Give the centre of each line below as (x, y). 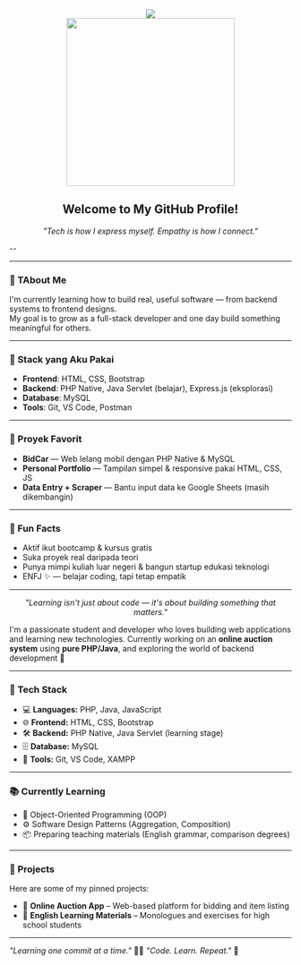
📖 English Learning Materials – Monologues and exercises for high (146, 915)
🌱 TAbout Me (38, 279)
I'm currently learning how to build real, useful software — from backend (143, 300)
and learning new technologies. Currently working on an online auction (141, 639)
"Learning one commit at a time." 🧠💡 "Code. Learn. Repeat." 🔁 (124, 950)
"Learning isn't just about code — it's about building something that (150, 602)
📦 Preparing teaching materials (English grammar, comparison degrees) (156, 834)
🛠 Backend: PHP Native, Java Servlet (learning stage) (123, 733)
